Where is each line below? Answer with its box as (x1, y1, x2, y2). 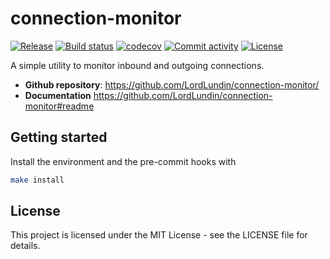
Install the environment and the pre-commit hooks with (10, 155, 237, 167)
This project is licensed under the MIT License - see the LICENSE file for (10, 229, 308, 241)
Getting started (10, 129, 108, 146)
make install (10, 175, 65, 185)
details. (10, 240, 41, 252)
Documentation (24, 89, 92, 101)
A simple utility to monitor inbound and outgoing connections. (10, 59, 265, 71)
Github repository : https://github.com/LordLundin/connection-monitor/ (24, 78, 320, 91)
